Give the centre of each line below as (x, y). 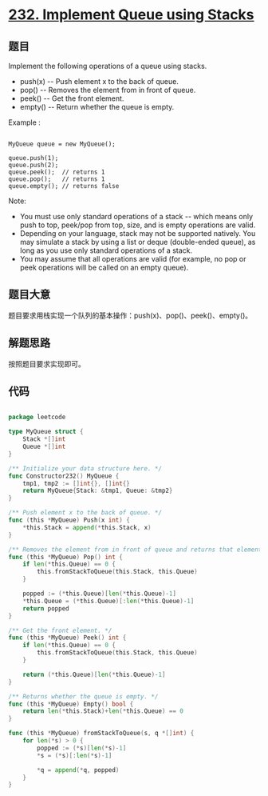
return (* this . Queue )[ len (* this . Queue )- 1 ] (94, 674)
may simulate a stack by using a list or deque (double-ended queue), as (138, 242)
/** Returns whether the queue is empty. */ (83, 696)
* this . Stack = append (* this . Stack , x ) (87, 527)
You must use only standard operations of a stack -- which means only (136, 216)
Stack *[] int (44, 439)
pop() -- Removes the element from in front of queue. (108, 90)
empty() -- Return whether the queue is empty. (97, 107)
